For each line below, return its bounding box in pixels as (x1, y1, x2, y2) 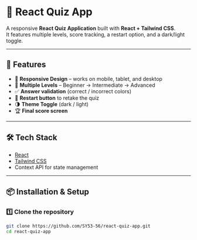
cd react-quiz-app (6, 229, 51, 235)
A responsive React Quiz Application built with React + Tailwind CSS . (6, 25, 176, 32)
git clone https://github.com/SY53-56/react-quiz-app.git (6, 223, 151, 229)
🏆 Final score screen (14, 107, 68, 114)
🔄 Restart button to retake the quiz (14, 94, 100, 102)
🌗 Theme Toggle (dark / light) (14, 100, 89, 107)
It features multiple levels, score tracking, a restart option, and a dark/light (6, 31, 185, 38)
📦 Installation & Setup (6, 187, 90, 197)
